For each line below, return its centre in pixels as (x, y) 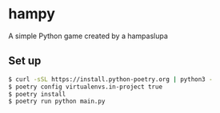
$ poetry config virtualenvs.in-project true (85, 87)
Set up (25, 61)
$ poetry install (37, 94)
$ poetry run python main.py (57, 101)
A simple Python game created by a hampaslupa (88, 36)
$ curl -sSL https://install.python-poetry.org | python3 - (111, 79)
